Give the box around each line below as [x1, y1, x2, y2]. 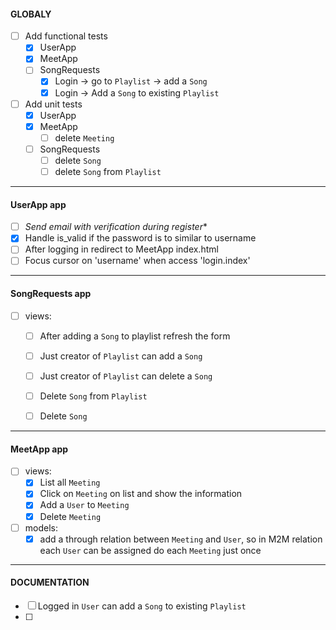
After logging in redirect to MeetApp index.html [24, 243, 219, 255]
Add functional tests [24, 30, 108, 42]
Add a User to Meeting [39, 499, 130, 511]
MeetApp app [10, 443, 69, 455]
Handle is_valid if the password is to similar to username [24, 232, 257, 244]
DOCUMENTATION [10, 576, 90, 589]
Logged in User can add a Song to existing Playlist [37, 600, 247, 612]
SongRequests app [10, 288, 92, 300]
